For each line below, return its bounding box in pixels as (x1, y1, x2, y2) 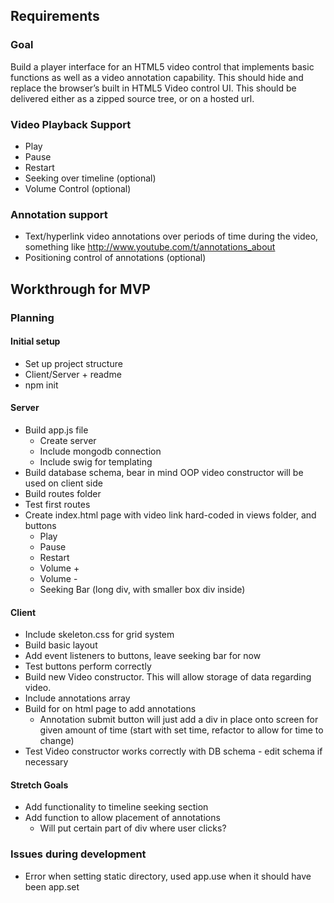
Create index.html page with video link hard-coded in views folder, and (24, 509, 317, 521)
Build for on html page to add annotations (24, 703, 197, 715)
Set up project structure (24, 357, 123, 369)
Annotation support (10, 207, 108, 221)
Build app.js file (24, 424, 89, 436)
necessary (24, 756, 69, 768)
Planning (10, 310, 55, 324)
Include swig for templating (39, 456, 153, 468)
